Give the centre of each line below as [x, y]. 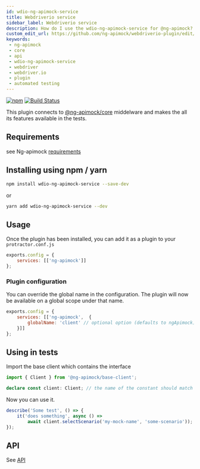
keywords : [18, 39]
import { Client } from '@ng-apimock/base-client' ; [71, 378]
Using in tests [32, 352]
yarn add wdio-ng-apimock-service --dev [57, 206]
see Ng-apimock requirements [44, 151]
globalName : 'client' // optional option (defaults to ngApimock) [112, 323]
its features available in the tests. [46, 118]
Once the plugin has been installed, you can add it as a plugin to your [91, 239]
